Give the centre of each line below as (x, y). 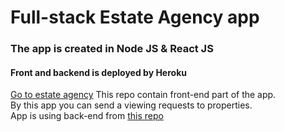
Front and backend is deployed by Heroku (98, 72)
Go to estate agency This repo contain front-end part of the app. (143, 95)
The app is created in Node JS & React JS (112, 49)
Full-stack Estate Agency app (135, 17)
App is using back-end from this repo (87, 116)
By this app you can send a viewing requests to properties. (131, 105)
